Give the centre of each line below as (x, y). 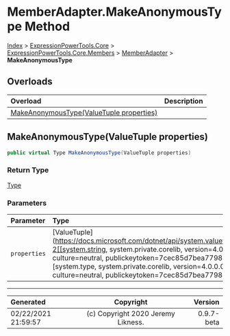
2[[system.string (79, 250)
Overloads (30, 82)
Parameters (27, 203)
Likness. (131, 322)
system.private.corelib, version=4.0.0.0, (163, 267)
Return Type (28, 170)
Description (183, 101)
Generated (28, 302)
